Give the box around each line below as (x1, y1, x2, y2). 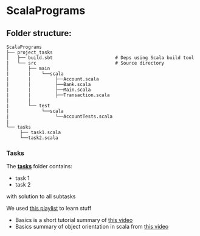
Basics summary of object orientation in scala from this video (15, 223, 169, 231)
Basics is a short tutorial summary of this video (15, 216, 133, 224)
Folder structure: (6, 28, 72, 38)
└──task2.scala (19, 135, 59, 141)
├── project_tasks (6, 49, 53, 55)
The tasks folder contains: (6, 163, 73, 170)
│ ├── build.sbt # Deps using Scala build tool (6, 55, 195, 61)
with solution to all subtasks (6, 193, 76, 200)
